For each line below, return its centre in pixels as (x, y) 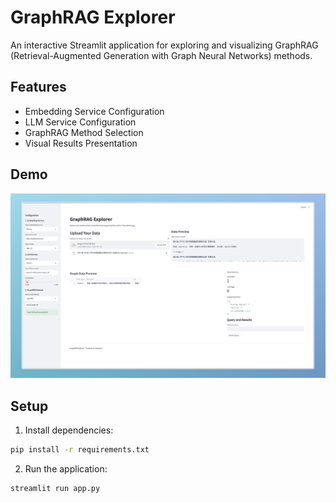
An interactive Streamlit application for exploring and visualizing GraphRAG (164, 45)
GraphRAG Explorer (93, 17)
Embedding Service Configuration (94, 111)
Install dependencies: (69, 430)
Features (38, 87)
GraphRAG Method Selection (84, 132)
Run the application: (66, 469)
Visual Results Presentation (81, 143)
